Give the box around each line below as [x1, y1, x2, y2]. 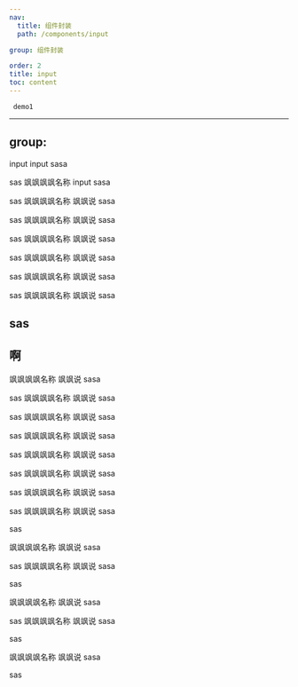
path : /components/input [17, 29, 109, 38]
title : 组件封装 [17, 21, 73, 30]
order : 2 [9, 61, 42, 71]
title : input [9, 70, 58, 79]
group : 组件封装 [9, 45, 64, 54]
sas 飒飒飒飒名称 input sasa [9, 177, 111, 187]
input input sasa [9, 158, 68, 169]
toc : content [9, 78, 58, 87]
